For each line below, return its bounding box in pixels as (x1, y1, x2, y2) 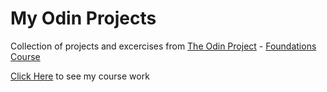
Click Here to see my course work (10, 70, 150, 82)
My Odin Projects (10, 7, 157, 30)
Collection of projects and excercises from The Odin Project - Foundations (10, 40, 317, 52)
